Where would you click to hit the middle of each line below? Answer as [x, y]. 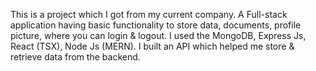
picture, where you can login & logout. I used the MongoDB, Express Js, [158, 35]
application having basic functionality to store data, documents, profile [156, 25]
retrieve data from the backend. [75, 57]
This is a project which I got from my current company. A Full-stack [149, 14]
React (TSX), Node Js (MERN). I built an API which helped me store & [152, 46]
